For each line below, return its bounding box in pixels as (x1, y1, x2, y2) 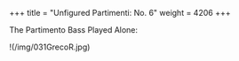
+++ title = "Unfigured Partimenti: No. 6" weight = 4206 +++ (9, 8, 231, 18)
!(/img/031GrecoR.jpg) (9, 42, 91, 52)
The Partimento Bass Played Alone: (9, 25, 139, 34)
